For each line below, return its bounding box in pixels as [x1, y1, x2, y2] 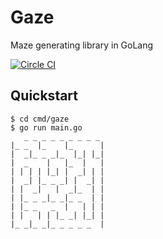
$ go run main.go [10, 122, 83, 133]
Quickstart [10, 87, 79, 105]
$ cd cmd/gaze [10, 114, 70, 124]
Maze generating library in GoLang [10, 39, 154, 51]
